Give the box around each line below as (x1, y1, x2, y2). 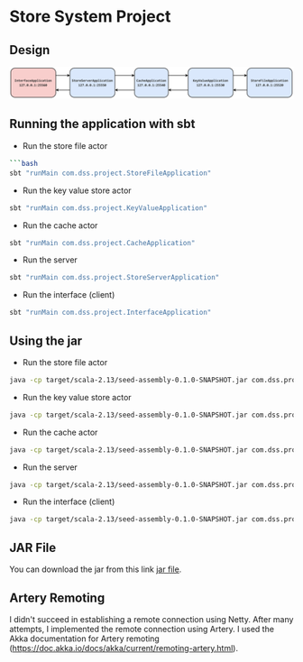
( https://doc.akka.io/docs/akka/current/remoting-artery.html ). (9, 642, 239, 653)
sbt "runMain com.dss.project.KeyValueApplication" (9, 203, 207, 213)
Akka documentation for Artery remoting (9, 633, 160, 644)
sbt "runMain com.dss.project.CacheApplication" (9, 238, 196, 247)
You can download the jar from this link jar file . (9, 564, 182, 575)
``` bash (9, 159, 39, 168)
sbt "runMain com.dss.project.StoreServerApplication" (9, 273, 220, 282)
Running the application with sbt (9, 116, 196, 132)
